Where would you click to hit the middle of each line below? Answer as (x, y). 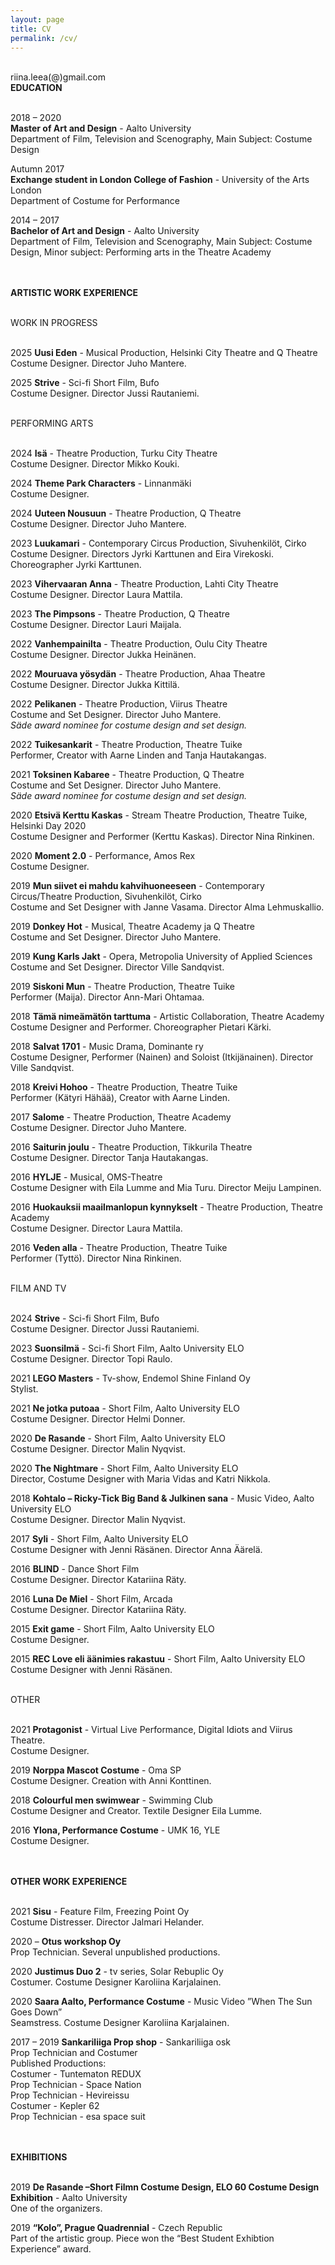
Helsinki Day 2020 (48, 826)
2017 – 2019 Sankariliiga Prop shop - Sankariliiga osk (120, 2042)
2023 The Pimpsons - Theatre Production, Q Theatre (120, 614)
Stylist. (24, 1389)
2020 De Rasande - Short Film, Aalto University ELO (118, 1438)
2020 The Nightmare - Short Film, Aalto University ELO (124, 1468)
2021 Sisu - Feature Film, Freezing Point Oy (100, 1912)
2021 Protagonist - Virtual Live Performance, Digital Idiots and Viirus (151, 1730)
